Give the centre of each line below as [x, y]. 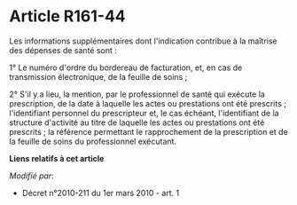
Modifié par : [32, 176]
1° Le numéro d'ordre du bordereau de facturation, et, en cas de [126, 67]
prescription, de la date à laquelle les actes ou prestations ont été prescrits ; [148, 103]
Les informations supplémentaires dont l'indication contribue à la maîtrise [143, 41]
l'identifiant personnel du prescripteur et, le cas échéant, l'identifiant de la [144, 113]
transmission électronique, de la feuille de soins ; [98, 76]
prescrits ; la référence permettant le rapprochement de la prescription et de [148, 131]
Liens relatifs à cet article [57, 158]
